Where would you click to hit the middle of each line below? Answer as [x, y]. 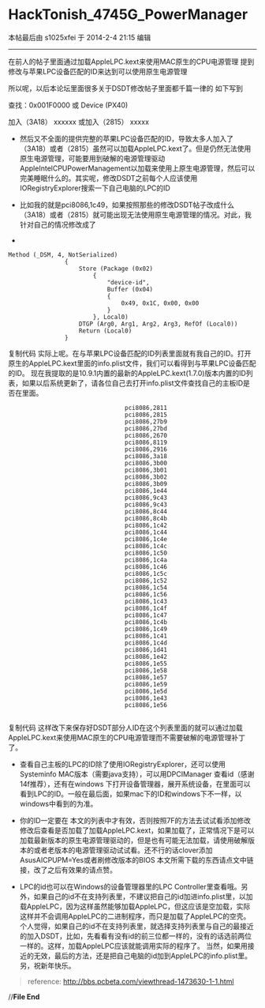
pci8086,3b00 [146, 463]
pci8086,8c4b [146, 518]
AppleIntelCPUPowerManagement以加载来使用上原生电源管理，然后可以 [137, 168]
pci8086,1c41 [146, 636]
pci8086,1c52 [146, 581]
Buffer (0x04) [130, 289]
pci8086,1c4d [146, 643]
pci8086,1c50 [146, 553]
